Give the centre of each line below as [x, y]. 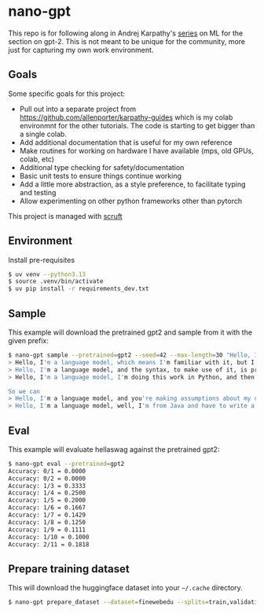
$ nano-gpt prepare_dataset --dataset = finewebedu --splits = [109, 602]
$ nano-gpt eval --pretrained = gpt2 [66, 464]
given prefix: [28, 340]
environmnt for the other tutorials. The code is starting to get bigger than [137, 125]
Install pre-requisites [42, 260]
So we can [24, 391]
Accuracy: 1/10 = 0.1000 [49, 537]
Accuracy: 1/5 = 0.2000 [47, 501]
